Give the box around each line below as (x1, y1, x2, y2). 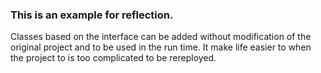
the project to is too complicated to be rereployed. (10, 52, 217, 64)
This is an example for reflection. (10, 8, 174, 22)
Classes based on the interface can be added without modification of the (10, 31, 312, 43)
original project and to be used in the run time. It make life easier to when (10, 41, 312, 53)
